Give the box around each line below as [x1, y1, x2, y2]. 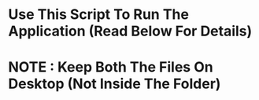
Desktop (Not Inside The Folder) [8, 75, 221, 93]
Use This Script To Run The [8, 6, 189, 24]
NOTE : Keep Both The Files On [8, 58, 214, 76]
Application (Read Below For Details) [8, 22, 253, 40]
